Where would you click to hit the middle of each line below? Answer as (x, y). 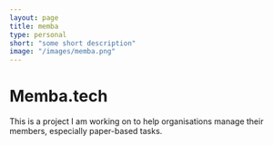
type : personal (38, 34)
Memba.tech (59, 97)
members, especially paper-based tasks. (86, 131)
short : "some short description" (73, 43)
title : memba (34, 26)
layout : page (34, 18)
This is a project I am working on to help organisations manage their (136, 121)
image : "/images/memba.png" (63, 52)
